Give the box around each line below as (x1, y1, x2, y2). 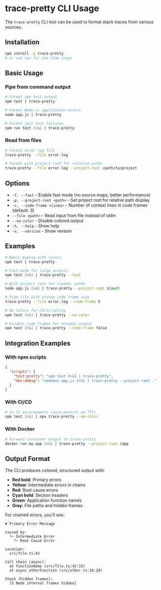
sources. (5, 24, 23, 30)
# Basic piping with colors (5, 255, 62, 260)
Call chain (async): (5, 559, 47, 565)
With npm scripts (5, 353, 47, 360)
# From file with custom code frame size (5, 295, 90, 300)
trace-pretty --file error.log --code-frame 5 (5, 299, 101, 304)
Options (5, 179, 30, 187)
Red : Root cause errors (12, 487, 59, 493)
